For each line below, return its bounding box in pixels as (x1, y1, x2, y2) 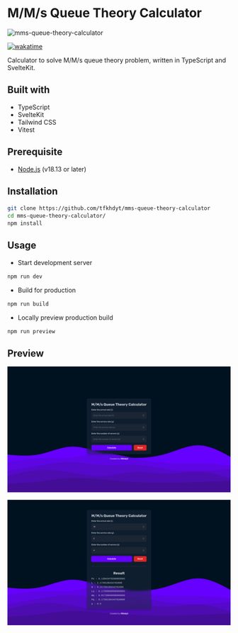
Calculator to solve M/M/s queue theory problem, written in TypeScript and (7, 55, 227, 65)
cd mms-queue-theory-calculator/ (7, 213, 106, 220)
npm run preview (7, 327, 55, 335)
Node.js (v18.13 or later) (17, 164, 87, 173)
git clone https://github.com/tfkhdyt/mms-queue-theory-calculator (7, 205, 211, 212)
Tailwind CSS (17, 118, 57, 126)
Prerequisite (7, 146, 63, 158)
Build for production (17, 286, 76, 294)
